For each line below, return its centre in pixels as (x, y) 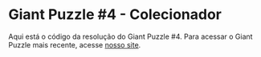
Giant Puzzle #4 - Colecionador (115, 15)
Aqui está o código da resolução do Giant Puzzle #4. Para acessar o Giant (130, 36)
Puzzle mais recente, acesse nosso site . (75, 44)
